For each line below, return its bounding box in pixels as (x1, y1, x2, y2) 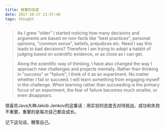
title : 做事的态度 (5, 7, 40, 12)
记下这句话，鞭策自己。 (5, 120, 53, 126)
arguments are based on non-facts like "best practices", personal (17, 35, 151, 41)
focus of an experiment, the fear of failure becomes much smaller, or (17, 87, 158, 93)
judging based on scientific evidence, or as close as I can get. (17, 51, 143, 57)
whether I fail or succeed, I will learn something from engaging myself (17, 76, 160, 82)
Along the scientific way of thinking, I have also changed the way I (17, 61, 152, 67)
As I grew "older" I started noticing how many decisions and (17, 30, 140, 36)
